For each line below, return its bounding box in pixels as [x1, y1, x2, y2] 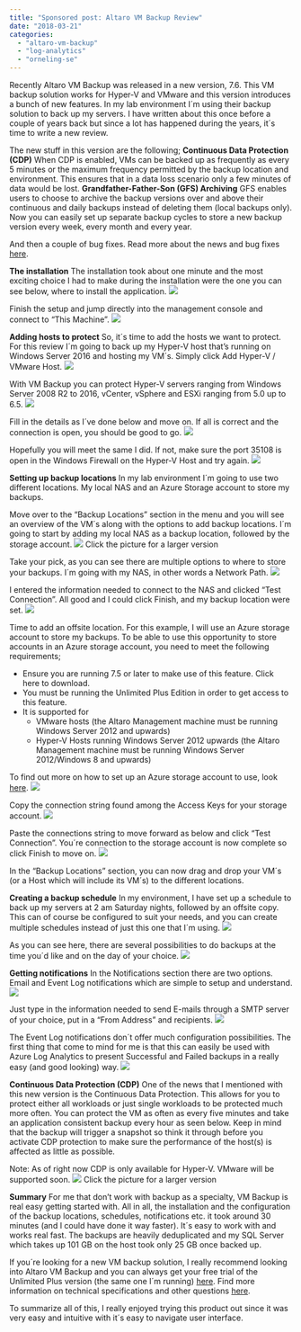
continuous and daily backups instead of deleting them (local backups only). [9, 202, 293, 212]
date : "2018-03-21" [9, 22, 83, 31]
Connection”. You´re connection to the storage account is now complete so [9, 837, 288, 848]
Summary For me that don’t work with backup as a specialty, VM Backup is [9, 1192, 289, 1202]
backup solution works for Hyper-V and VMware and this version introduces [9, 89, 291, 100]
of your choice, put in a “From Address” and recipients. [9, 1015, 213, 1025]
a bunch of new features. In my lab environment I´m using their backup [9, 99, 271, 109]
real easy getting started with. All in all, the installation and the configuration [9, 1202, 290, 1211]
